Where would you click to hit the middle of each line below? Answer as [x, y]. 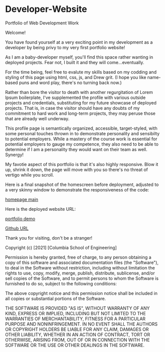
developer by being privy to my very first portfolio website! [65, 47]
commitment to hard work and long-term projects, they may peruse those [80, 113]
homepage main [22, 199]
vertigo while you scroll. [30, 175]
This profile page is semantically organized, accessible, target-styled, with [81, 128]
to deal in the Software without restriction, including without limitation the [80, 267]
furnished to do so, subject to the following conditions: [61, 283]
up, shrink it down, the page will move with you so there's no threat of [77, 170]
